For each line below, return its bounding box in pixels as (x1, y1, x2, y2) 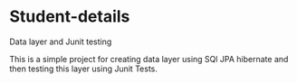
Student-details (9, 6, 130, 27)
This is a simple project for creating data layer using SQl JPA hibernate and (9, 53, 289, 64)
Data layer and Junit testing (9, 36, 112, 47)
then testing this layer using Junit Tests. (9, 63, 158, 74)
